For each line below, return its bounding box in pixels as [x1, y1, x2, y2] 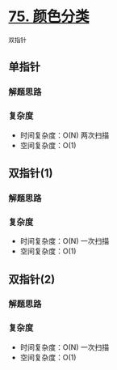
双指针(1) [8, 166, 53, 180]
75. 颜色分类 [8, 7, 90, 26]
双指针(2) [8, 272, 56, 286]
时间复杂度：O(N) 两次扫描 [19, 130, 110, 140]
